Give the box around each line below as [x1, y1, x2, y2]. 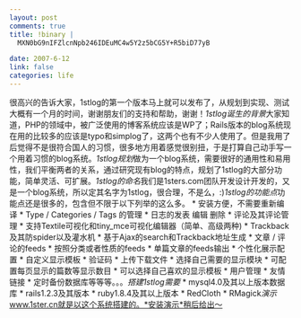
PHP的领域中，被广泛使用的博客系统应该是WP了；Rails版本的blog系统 [24, 119, 284, 130]
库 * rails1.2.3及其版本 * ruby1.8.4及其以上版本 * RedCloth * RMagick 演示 [9, 287, 278, 298]
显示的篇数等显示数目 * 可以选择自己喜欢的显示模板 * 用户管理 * [32, 265, 268, 276]
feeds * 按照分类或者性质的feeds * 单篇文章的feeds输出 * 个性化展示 [24, 243, 278, 253]
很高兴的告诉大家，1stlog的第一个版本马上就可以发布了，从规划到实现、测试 [9, 96, 290, 108]
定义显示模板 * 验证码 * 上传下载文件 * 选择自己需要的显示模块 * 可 [32, 253, 279, 265]
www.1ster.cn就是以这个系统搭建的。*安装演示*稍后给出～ [9, 298, 223, 310]
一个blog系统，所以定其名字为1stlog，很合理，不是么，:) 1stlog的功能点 [16, 186, 278, 198]
